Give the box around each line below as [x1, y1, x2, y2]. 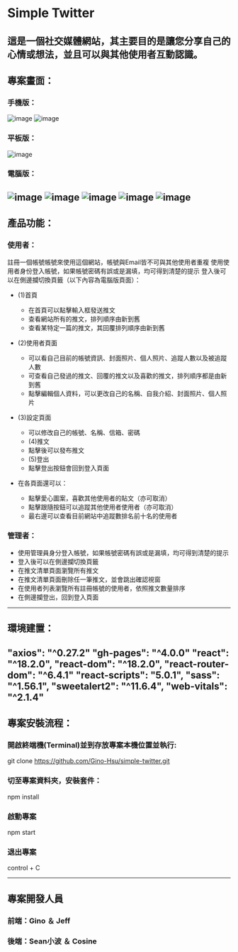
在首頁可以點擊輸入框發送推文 [28, 305, 115, 314]
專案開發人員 [7, 892, 64, 904]
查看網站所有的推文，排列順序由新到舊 [28, 314, 140, 323]
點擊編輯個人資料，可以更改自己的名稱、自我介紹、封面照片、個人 [28, 389, 221, 398]
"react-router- [164, 658, 229, 670]
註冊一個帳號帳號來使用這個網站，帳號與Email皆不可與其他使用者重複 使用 [7, 258, 224, 266]
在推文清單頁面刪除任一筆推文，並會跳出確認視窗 [17, 575, 161, 584]
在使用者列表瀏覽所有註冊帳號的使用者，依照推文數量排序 [17, 584, 186, 592]
